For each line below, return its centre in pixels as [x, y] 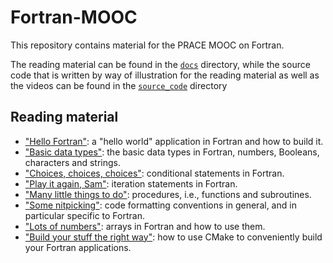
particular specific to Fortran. [84, 215]
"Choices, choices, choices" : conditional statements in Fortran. [154, 173]
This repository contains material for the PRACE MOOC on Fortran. [147, 45]
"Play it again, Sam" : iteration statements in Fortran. [131, 183]
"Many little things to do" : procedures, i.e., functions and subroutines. [168, 194]
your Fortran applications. [78, 247]
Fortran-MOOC [74, 17]
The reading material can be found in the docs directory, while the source [160, 64]
